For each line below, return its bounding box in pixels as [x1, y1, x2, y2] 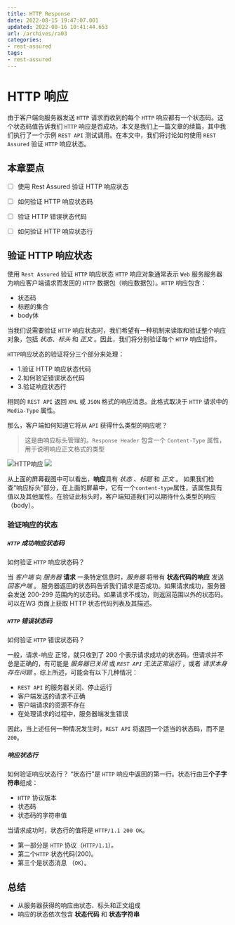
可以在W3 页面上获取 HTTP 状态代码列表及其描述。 [7, 599, 156, 608]
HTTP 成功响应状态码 [7, 539, 65, 547]
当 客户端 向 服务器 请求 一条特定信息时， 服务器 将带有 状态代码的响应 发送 [7, 573, 224, 581]
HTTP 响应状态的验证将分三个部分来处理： [7, 350, 125, 358]
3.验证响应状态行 [17, 382, 67, 390]
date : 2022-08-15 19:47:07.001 [7, 17, 99, 24]
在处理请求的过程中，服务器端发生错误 [17, 710, 128, 718]
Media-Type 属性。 [7, 406, 60, 414]
